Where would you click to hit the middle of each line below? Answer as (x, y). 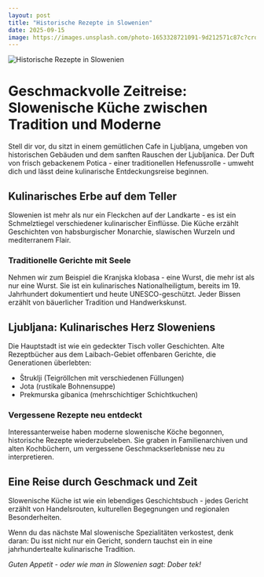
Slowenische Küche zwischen (108, 108)
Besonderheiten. (35, 517)
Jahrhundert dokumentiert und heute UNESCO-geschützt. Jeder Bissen (125, 294)
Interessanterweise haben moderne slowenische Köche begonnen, (116, 432)
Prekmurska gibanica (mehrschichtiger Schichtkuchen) (109, 395)
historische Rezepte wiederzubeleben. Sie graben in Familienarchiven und (128, 440)
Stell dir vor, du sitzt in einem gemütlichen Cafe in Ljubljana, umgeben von (128, 147)
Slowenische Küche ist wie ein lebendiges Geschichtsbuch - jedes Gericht (128, 501)
